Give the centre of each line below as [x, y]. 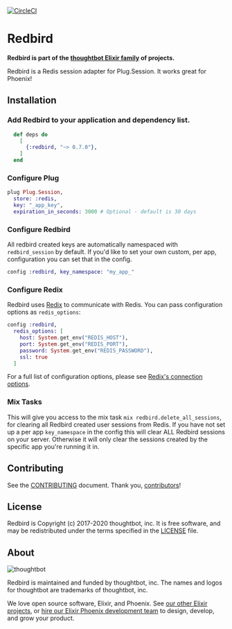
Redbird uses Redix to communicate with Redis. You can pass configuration [115, 305]
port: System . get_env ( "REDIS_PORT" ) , [74, 344]
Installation [32, 100]
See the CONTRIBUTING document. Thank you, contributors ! [94, 485]
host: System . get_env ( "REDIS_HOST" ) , [74, 338]
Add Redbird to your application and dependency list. [99, 120]
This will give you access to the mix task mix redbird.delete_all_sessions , [114, 417]
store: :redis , [35, 199]
